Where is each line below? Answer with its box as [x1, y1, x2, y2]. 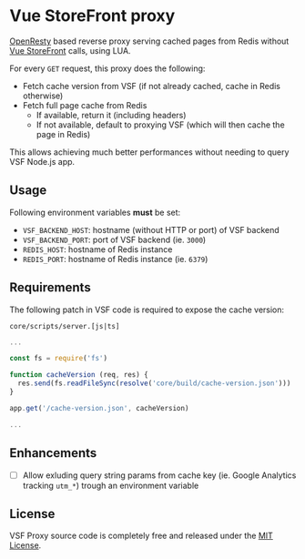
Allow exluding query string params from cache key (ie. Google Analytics [22, 470, 297, 481]
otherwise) [22, 90, 64, 101]
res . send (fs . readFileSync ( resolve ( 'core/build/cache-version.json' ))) [17, 379, 291, 388]
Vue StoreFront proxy [9, 5, 176, 26]
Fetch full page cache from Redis [22, 99, 147, 110]
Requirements [9, 279, 91, 296]
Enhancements [9, 445, 97, 461]
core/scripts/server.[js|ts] [9, 321, 120, 330]
